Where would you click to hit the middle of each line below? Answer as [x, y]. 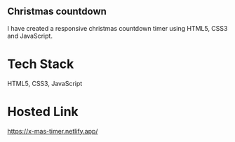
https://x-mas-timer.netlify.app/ [53, 131]
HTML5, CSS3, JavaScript [45, 83]
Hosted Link [43, 112]
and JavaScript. [30, 36]
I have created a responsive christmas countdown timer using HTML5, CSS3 [117, 28]
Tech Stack [41, 64]
